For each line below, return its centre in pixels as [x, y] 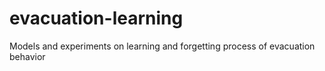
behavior [27, 56]
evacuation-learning [96, 18]
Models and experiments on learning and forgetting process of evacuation [162, 46]
